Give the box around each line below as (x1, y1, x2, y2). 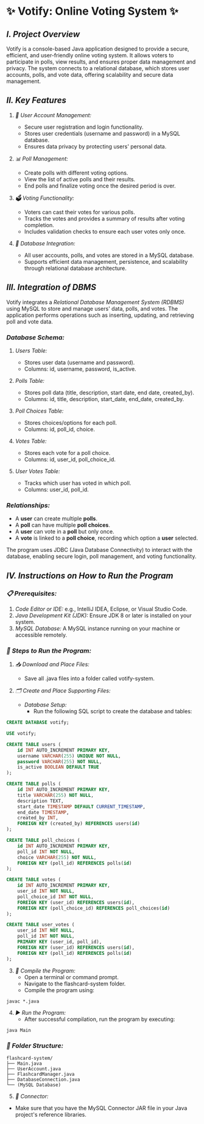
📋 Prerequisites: (6, 589, 57, 598)
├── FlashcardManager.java (6, 1071, 75, 1077)
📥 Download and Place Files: (15, 661, 90, 668)
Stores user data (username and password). (24, 358, 135, 366)
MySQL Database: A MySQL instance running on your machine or (15, 625, 181, 632)
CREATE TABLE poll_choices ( (6, 838, 80, 844)
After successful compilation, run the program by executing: (24, 1015, 175, 1023)
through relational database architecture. (24, 264, 127, 272)
